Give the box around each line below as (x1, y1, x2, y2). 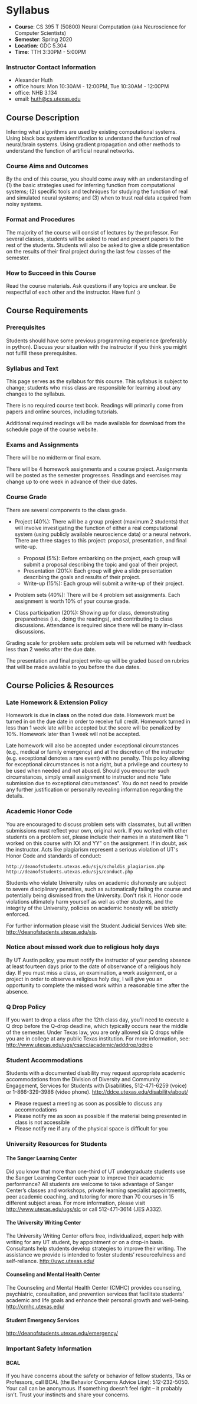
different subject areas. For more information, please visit (6, 1199, 146, 1206)
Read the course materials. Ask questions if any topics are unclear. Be (6, 282, 176, 289)
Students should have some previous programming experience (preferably (6, 337, 188, 344)
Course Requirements (6, 306, 88, 316)
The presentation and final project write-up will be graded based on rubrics (6, 657, 189, 664)
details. (6, 792, 24, 799)
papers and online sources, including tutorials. (6, 408, 119, 415)
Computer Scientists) (14, 29, 67, 36)
